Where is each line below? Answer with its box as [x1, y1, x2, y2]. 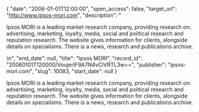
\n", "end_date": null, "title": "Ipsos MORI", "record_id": [6, 55, 143, 61]
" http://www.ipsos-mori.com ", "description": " [6, 12, 121, 19]
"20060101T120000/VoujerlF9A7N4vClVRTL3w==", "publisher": [6, 61, 167, 68]
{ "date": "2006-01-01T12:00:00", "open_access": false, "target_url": [6, 5, 177, 12]
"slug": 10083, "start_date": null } [35, 68, 117, 75]
